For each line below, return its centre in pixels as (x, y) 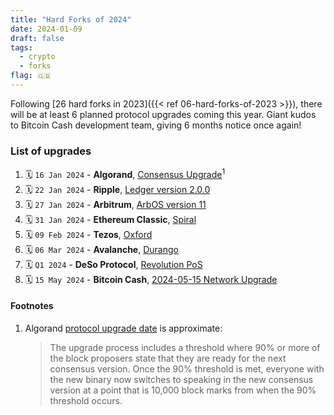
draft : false (37, 38)
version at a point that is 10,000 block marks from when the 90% (183, 390)
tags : (21, 47)
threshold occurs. (86, 401)
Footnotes (32, 306)
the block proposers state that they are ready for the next (168, 358)
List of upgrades (51, 151)
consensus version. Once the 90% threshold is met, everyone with (187, 369)
